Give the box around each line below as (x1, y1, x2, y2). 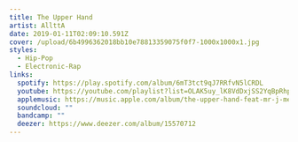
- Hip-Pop (17, 54, 53, 63)
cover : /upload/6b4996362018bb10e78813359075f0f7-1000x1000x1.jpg (9, 37, 260, 47)
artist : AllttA (9, 21, 66, 30)
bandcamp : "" (17, 111, 66, 120)
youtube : (17, 86, 50, 95)
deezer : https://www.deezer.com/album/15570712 (17, 120, 197, 129)
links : (9, 71, 34, 79)
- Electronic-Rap (17, 63, 82, 71)
